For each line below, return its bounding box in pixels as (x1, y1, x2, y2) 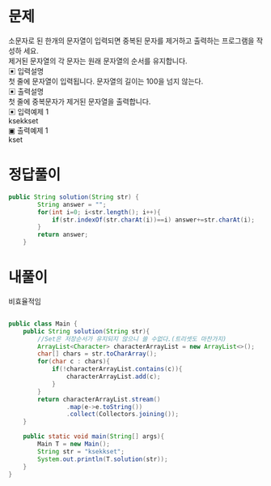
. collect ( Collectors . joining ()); (66, 411, 180, 419)
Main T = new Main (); (37, 440, 111, 449)
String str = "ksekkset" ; (37, 447, 125, 455)
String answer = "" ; (37, 200, 107, 209)
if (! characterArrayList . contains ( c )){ (51, 365, 183, 373)
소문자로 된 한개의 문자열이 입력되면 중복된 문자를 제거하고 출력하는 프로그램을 (8, 36, 255, 45)
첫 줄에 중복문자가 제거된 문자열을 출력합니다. (8, 97, 151, 106)
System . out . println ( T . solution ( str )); (37, 455, 168, 463)
